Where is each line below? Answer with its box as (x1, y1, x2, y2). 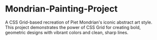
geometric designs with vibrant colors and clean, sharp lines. (5, 29, 129, 35)
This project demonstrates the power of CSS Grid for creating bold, (5, 24, 141, 30)
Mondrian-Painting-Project (5, 3, 118, 14)
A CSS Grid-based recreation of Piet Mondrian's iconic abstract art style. (5, 19, 153, 25)
